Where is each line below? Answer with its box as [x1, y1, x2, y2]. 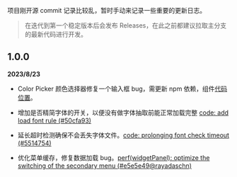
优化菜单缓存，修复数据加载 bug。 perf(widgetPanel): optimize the [17, 153, 210, 161]
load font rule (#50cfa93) [17, 116, 92, 125]
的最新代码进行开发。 [24, 30, 87, 38]
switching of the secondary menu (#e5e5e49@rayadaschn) [17, 161, 192, 170]
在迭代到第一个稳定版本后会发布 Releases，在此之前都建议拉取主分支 [24, 21, 227, 30]
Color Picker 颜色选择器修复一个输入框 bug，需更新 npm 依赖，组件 [17, 84, 215, 93]
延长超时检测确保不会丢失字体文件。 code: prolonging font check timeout [17, 130, 230, 139]
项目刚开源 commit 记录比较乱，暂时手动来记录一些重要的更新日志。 [7, 6, 207, 14]
